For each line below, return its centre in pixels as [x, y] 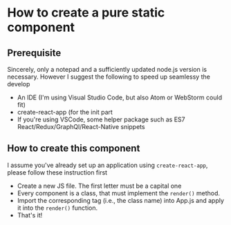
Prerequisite [34, 53]
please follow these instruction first [57, 172]
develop [19, 84]
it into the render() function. [57, 208]
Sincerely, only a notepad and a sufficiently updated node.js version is [107, 69]
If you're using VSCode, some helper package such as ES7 [101, 119]
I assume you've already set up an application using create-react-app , [108, 165]
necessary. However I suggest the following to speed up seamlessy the [109, 77]
